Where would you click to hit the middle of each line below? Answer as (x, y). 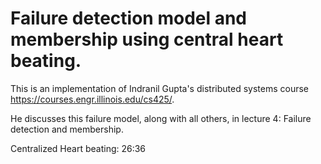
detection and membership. (67, 129)
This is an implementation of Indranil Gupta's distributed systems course (159, 88)
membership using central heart (147, 39)
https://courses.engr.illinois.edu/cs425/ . (92, 99)
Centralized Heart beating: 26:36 (78, 148)
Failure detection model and (129, 18)
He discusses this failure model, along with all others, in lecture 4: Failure (161, 118)
